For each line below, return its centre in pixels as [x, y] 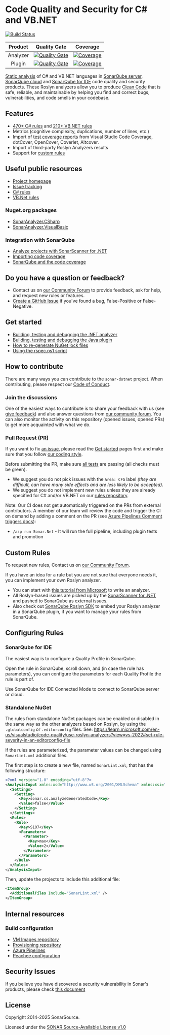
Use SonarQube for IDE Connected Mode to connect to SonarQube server [82, 689]
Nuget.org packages [31, 210]
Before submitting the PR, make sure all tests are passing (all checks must [82, 464]
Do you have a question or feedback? [65, 278]
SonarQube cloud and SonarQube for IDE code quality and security [75, 81]
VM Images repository [36, 939]
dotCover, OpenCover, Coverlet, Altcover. [56, 142]
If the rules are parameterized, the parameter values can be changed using [83, 750]
